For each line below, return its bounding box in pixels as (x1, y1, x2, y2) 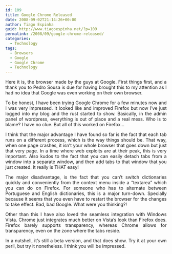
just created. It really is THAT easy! (5, 164, 79, 170)
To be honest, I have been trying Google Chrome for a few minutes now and (5, 100, 167, 106)
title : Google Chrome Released (5, 12, 72, 17)
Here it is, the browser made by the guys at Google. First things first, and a (5, 79, 167, 85)
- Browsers (10, 50, 33, 55)
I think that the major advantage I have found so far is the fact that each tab (5, 131, 167, 138)
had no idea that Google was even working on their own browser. (5, 90, 143, 96)
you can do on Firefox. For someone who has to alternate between (5, 185, 167, 191)
